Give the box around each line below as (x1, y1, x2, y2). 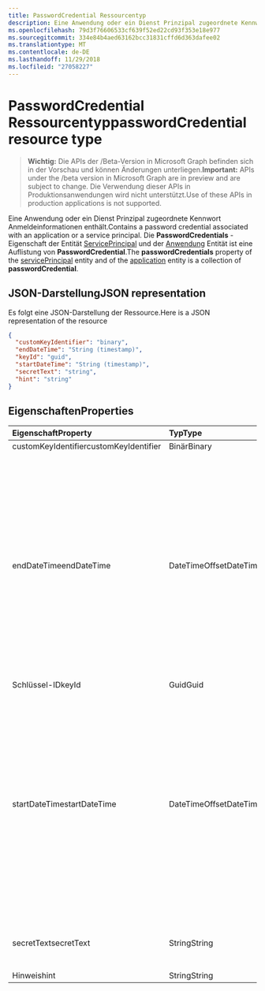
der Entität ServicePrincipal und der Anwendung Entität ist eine (48, 238, 253, 248)
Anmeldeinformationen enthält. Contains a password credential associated (8, 222, 248, 231)
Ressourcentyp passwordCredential (8, 114, 247, 131)
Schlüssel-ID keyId (12, 680, 81, 691)
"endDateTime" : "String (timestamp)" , (15, 346, 144, 354)
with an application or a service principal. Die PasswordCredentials (8, 230, 229, 240)
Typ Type (168, 427, 203, 438)
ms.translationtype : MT (8, 41, 87, 49)
